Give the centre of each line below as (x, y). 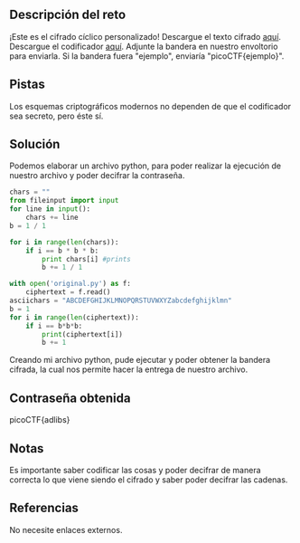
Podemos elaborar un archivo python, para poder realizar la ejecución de (145, 166)
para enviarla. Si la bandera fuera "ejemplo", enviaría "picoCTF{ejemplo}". (147, 56)
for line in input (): (50, 209)
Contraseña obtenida (70, 398)
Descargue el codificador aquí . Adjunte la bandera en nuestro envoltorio (144, 46)
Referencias (44, 508)
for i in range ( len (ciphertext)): (75, 317)
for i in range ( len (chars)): (64, 242)
